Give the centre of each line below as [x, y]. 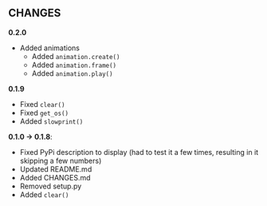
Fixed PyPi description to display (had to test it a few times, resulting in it [139, 152]
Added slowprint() [51, 121]
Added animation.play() [72, 73]
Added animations [49, 48]
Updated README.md [56, 169]
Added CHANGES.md [55, 177]
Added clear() [44, 194]
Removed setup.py [51, 186]
